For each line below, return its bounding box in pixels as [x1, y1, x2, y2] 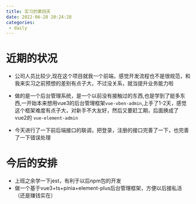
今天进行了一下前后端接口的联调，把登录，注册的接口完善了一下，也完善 [14, 127, 189, 134]
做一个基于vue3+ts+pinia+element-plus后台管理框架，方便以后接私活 [14, 185, 183, 192]
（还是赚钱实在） [14, 192, 56, 199]
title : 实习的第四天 [6, 8, 51, 15]
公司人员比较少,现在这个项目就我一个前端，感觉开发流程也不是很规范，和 [14, 73, 191, 80]
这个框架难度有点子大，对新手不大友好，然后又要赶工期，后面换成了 [14, 107, 179, 114]
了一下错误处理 [14, 134, 51, 141]
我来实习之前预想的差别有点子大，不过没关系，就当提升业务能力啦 [14, 80, 174, 87]
